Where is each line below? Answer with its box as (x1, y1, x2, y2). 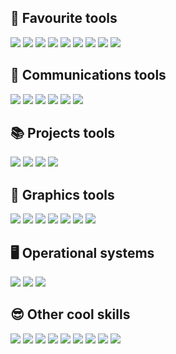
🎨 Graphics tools (10, 186, 115, 203)
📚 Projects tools (10, 125, 116, 142)
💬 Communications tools (10, 67, 167, 84)
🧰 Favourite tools (10, 10, 118, 27)
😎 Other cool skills (10, 306, 131, 323)
